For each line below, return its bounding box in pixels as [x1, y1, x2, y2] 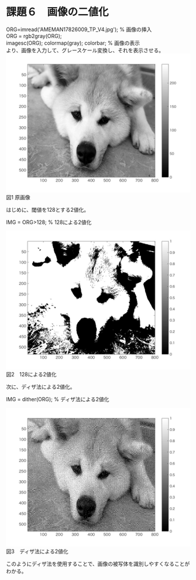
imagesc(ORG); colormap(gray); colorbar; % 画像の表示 [6, 39, 140, 46]
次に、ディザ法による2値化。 [6, 383, 75, 390]
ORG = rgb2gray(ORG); [6, 32, 63, 39]
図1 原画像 [6, 194, 30, 201]
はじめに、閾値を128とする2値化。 [6, 206, 87, 213]
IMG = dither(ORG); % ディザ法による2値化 [6, 395, 109, 402]
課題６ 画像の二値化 [6, 5, 109, 19]
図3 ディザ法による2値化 [6, 548, 68, 555]
